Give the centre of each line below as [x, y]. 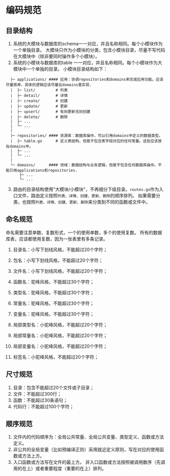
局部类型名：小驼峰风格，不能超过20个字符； [60, 324]
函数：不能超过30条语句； [40, 400]
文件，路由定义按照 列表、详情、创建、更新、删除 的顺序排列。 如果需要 [87, 196]
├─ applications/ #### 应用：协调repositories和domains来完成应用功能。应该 [87, 79]
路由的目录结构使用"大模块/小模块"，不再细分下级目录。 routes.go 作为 [86, 189]
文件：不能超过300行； [37, 394]
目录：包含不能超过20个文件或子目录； [54, 388]
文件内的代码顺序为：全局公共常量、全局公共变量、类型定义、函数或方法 [88, 437]
